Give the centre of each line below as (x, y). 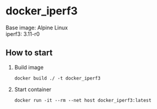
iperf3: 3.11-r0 (23, 34)
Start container (33, 89)
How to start (29, 53)
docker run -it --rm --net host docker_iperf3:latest (83, 100)
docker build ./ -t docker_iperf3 (57, 78)
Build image (29, 67)
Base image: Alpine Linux (37, 28)
